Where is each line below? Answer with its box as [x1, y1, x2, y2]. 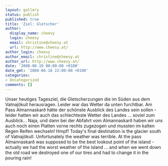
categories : [5, 73, 30, 78]
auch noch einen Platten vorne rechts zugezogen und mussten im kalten [5, 123, 155, 129]
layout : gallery [5, 7, 39, 13]
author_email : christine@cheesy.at [5, 54, 80, 59]
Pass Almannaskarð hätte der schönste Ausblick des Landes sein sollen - [5, 107, 156, 113]
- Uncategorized [5, 77, 39, 82]
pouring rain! [5, 154, 32, 161]
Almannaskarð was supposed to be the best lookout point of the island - [5, 139, 154, 145]
